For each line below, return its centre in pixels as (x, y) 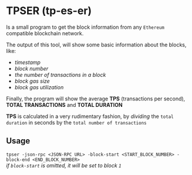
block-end (18, 160)
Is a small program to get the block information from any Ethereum (85, 27)
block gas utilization (39, 87)
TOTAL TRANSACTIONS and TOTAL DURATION (64, 105)
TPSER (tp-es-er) (49, 11)
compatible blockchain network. (45, 33)
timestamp (28, 62)
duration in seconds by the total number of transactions (76, 122)
